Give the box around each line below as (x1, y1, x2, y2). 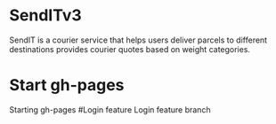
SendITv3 (9, 5, 82, 26)
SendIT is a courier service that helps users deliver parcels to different (9, 35, 268, 45)
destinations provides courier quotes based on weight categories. (9, 43, 251, 54)
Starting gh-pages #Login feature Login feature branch (9, 104, 211, 115)
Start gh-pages (9, 75, 125, 96)
